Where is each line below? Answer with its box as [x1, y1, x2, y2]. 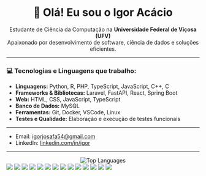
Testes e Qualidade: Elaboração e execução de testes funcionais [15, 116, 181, 123]
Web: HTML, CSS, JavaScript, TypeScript [15, 96, 121, 103]
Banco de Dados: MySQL [15, 102, 80, 109]
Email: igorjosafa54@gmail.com [15, 133, 96, 140]
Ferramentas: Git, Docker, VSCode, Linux [15, 109, 121, 116]
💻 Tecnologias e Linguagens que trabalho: [6, 67, 137, 75]
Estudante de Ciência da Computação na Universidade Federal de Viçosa [9, 26, 197, 33]
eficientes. [90, 45, 116, 53]
